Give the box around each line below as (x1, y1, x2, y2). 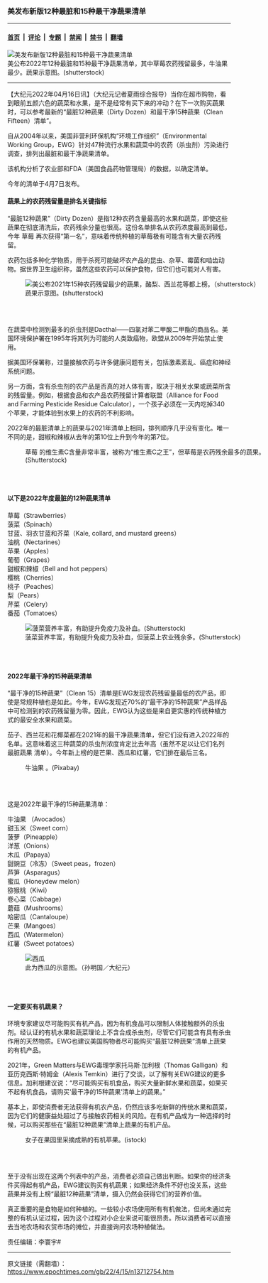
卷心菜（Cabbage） (7, 895, 65, 904)
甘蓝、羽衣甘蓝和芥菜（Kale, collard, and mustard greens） (7, 529, 181, 537)
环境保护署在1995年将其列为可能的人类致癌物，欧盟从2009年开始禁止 (13, 334, 218, 342)
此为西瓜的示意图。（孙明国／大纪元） (25, 963, 134, 972)
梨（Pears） (7, 591, 43, 600)
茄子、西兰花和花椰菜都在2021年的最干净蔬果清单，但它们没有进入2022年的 (7, 730, 230, 740)
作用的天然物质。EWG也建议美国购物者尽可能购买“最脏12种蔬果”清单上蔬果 (7, 1037, 227, 1046)
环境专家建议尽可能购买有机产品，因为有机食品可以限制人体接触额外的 (7, 1019, 213, 1028)
